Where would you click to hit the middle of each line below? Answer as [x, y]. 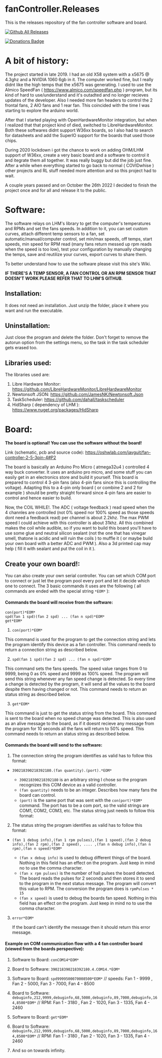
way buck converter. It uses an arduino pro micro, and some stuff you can [79, 472]
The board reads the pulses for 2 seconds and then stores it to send [87, 878]
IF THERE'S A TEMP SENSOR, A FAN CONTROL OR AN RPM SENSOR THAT [81, 273]
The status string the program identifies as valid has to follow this [77, 825]
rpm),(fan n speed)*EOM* [37, 849]
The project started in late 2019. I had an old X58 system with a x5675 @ [77, 74]
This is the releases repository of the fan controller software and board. [76, 22]
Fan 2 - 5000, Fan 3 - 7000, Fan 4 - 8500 [53, 983]
